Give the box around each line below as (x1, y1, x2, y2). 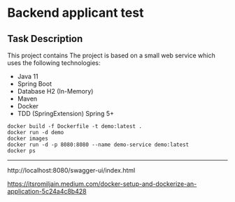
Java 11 (17, 72, 38, 80)
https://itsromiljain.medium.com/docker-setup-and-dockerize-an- (7, 180, 197, 188)
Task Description (7, 33, 83, 45)
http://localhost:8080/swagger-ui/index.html (7, 166, 136, 174)
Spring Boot (17, 80, 52, 88)
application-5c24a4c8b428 (7, 187, 87, 195)
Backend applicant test (7, 5, 144, 21)
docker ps (7, 147, 36, 154)
